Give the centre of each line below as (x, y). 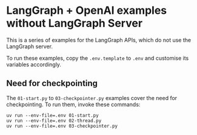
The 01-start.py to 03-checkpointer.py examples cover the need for (92, 98)
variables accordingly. (34, 64)
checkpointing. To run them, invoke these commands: (73, 104)
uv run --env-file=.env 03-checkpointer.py (62, 126)
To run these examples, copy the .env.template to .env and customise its (98, 58)
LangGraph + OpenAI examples (87, 11)
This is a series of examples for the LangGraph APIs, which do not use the (99, 40)
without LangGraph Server (75, 23)
